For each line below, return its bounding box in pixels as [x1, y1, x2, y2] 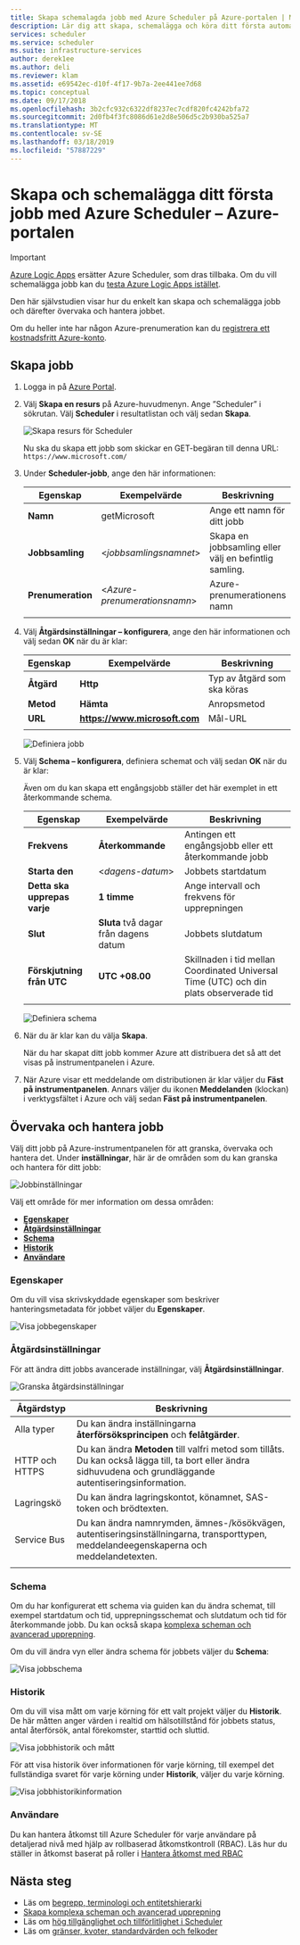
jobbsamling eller [209, 541, 281, 553]
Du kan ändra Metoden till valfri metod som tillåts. [76, 1442, 285, 1455]
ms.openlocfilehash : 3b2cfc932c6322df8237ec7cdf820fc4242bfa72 [10, 104, 250, 113]
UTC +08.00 [98, 970, 151, 983]
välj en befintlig [209, 553, 274, 565]
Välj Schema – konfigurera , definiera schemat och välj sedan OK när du [22, 756, 288, 767]
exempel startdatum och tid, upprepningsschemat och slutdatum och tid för [10, 1610, 288, 1621]
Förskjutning [27, 965, 83, 977]
